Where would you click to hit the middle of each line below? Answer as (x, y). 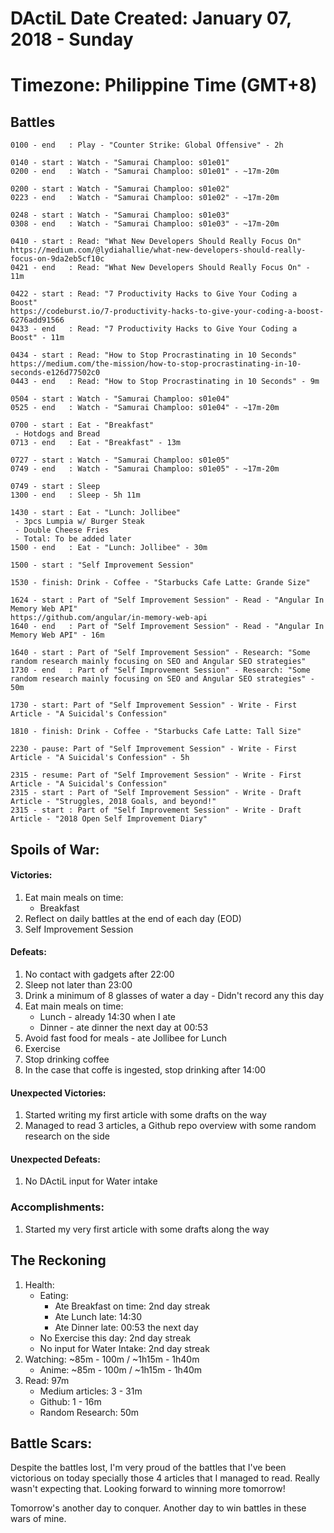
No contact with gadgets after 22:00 (99, 974)
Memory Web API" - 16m (57, 635)
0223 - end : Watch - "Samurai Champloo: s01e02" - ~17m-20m (145, 198)
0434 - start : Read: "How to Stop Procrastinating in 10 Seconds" (154, 355)
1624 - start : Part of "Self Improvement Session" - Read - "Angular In (167, 600)
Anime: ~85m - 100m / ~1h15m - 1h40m (121, 1369)
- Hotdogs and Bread (57, 434)
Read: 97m (47, 1380)
